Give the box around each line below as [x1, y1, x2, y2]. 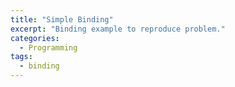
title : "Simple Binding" [10, 14, 114, 25]
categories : [10, 33, 60, 43]
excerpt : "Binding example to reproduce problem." [10, 24, 226, 34]
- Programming [19, 42, 78, 53]
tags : [10, 52, 33, 62]
